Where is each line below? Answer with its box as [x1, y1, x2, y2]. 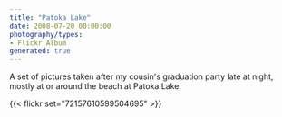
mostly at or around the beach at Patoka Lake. [9, 81, 181, 92]
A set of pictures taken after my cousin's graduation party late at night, [9, 71, 274, 82]
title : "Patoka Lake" [9, 13, 92, 22]
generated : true [9, 47, 71, 56]
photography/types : [9, 30, 83, 39]
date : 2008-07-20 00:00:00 [9, 22, 112, 31]
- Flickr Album [9, 38, 67, 48]
